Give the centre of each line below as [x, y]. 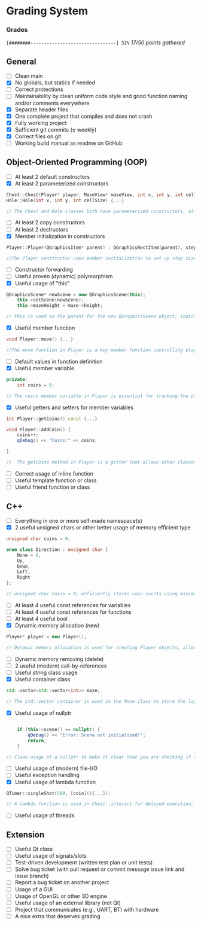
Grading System [47, 11]
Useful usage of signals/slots [51, 856]
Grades [17, 30]
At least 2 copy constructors [50, 223]
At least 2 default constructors [52, 176]
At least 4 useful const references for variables [73, 605]
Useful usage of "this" [42, 283]
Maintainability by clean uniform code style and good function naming [101, 96]
